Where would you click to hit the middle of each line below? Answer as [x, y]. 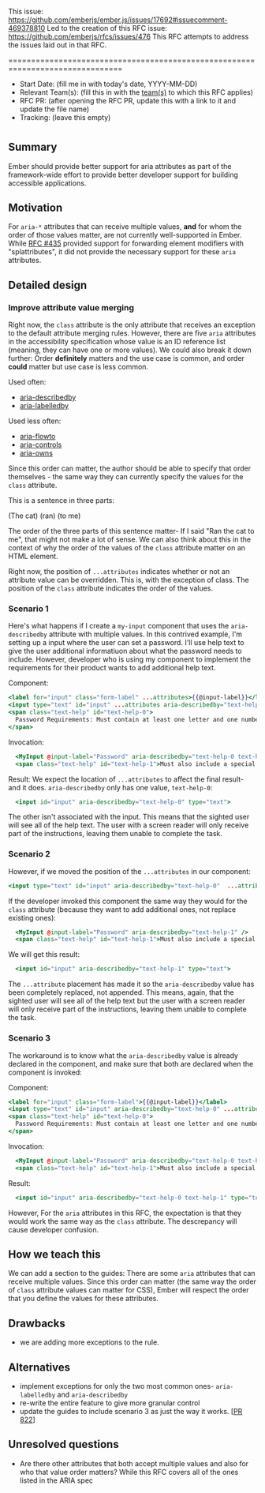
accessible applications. [47, 183]
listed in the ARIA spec [56, 1480]
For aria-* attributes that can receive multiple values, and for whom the [125, 227]
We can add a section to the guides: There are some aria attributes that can [132, 1274]
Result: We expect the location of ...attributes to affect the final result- [126, 779]
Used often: [27, 382]
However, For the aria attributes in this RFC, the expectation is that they [125, 1213]
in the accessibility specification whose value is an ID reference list [117, 342]
